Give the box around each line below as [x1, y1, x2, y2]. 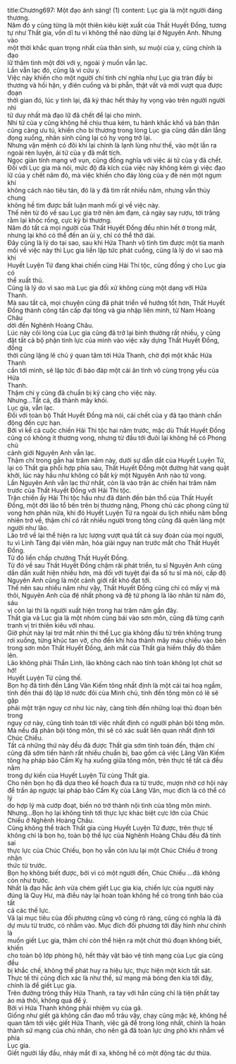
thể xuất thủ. [7, 276, 44, 285]
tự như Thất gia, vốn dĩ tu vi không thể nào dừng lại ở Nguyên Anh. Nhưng [7, 28, 222, 37]
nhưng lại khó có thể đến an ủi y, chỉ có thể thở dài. [7, 231, 156, 239]
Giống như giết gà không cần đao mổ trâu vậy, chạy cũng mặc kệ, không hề [7, 1011, 228, 1020]
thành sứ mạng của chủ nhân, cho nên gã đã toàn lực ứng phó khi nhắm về [7, 1027, 225, 1034]
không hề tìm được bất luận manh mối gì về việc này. [7, 201, 161, 209]
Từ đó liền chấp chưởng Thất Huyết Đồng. [7, 554, 129, 562]
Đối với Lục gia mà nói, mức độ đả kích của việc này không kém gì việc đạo [7, 164, 225, 172]
